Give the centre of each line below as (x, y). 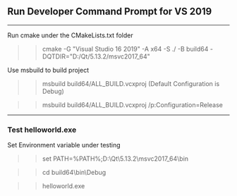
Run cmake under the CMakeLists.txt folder (70, 35)
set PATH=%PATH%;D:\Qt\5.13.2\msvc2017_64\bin (115, 159)
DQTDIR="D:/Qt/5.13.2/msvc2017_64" (96, 56)
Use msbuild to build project (48, 70)
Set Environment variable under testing (64, 145)
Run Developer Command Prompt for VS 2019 (110, 12)
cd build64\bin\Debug (74, 173)
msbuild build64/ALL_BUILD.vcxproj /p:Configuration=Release (133, 104)
